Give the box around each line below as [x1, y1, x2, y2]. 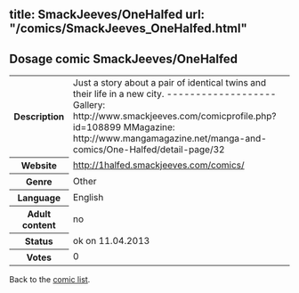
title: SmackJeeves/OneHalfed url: [9, 7, 206, 22]
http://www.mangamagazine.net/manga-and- [72, 133, 267, 145]
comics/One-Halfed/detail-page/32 [72, 143, 225, 156]
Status [25, 235, 53, 248]
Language [17, 191, 61, 204]
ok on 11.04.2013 [72, 234, 150, 247]
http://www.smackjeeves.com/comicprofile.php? [72, 110, 278, 123]
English [72, 191, 104, 203]
